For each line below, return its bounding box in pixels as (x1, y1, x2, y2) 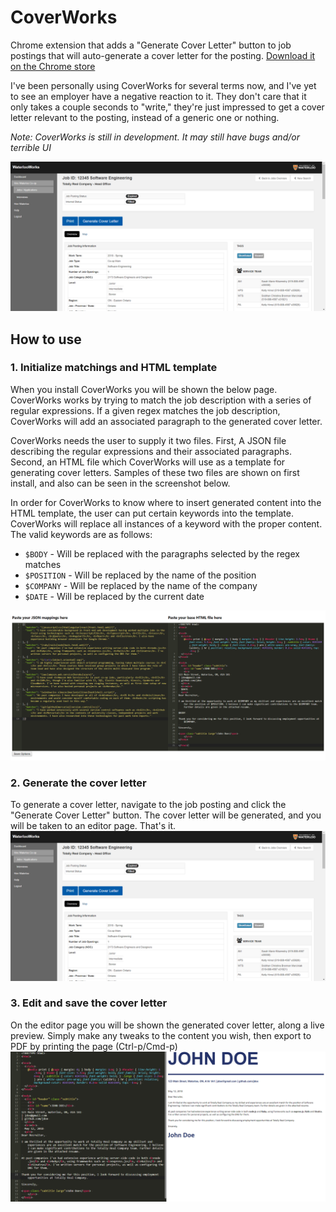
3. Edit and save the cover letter (10, 996, 168, 1010)
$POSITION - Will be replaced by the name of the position (24, 569, 257, 581)
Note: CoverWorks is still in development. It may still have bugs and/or (10, 131, 300, 143)
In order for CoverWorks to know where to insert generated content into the (10, 496, 322, 508)
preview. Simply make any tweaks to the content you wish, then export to (10, 1029, 312, 1041)
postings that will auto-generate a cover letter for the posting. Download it (10, 49, 316, 61)
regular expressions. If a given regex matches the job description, (10, 404, 281, 416)
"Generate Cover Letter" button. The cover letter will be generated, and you (10, 809, 322, 821)
